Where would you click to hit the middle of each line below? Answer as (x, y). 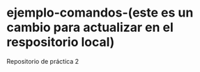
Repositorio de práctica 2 (43, 61)
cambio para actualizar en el (90, 27)
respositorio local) (61, 42)
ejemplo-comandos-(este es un (100, 13)
